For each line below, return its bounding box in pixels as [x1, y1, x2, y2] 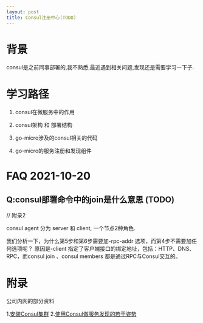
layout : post [6, 8, 40, 15]
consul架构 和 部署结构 [15, 121, 73, 129]
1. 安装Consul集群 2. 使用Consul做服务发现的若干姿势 [6, 310, 137, 318]
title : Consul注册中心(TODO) [6, 15, 77, 21]
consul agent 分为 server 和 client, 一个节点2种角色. [6, 225, 136, 232]
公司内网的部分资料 [6, 297, 55, 305]
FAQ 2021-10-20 [6, 169, 91, 183]
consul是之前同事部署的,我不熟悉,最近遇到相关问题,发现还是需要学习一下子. [6, 64, 194, 71]
